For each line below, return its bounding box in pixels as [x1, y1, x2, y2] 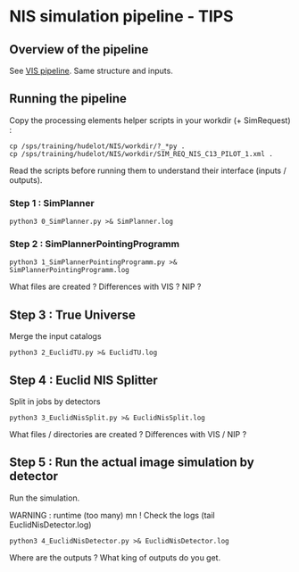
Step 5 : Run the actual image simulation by [9, 455, 254, 470]
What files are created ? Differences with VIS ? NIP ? [9, 281, 202, 292]
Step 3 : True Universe [9, 307, 137, 322]
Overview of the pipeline [9, 42, 149, 57]
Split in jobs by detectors [9, 396, 101, 407]
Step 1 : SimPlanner [9, 196, 96, 209]
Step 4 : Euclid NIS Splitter [9, 372, 158, 387]
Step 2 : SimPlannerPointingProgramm [9, 238, 180, 251]
